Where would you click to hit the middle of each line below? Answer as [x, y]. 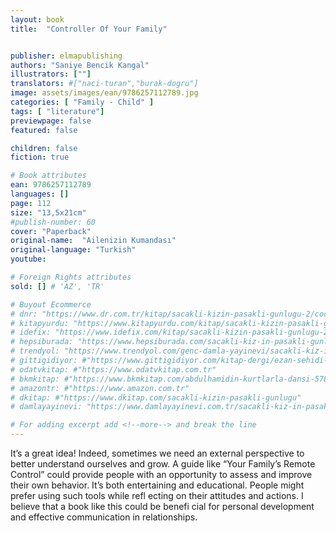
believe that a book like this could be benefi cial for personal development [162, 506]
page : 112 [31, 203]
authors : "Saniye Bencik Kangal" [80, 65]
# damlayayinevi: [46, 407]
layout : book [37, 19]
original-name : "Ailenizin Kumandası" [93, 241]
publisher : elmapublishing [66, 56]
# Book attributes [48, 176]
